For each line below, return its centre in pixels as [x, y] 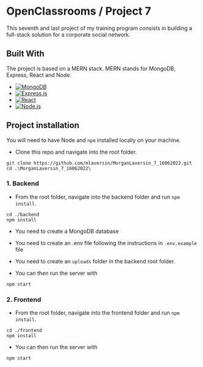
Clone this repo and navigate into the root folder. [76, 152]
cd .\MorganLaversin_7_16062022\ [49, 168]
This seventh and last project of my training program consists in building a [99, 28]
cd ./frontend [24, 330]
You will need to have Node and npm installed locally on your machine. [94, 140]
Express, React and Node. [39, 75]
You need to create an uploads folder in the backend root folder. [95, 261]
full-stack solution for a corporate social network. [69, 34]
